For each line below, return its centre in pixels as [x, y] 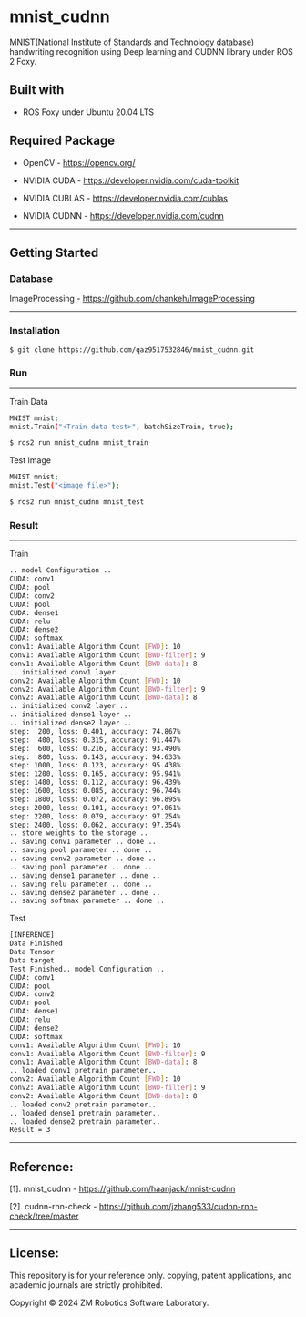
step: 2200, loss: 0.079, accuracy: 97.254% [95, 816]
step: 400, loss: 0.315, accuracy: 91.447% [95, 740]
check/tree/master [44, 1216]
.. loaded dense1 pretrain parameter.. [85, 1113]
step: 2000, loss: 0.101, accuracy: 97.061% [95, 808]
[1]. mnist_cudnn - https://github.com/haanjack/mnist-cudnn [122, 1189]
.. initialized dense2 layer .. [71, 723]
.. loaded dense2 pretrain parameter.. [85, 1122]
